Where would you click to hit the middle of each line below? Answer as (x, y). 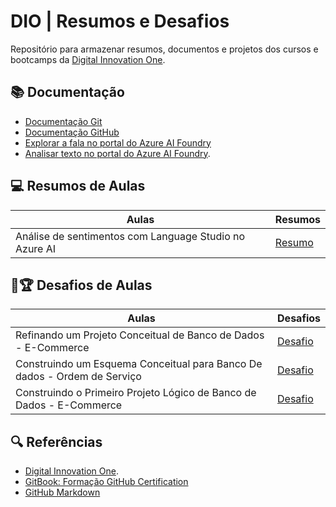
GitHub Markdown (62, 492)
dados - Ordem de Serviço (78, 377)
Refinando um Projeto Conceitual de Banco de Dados (140, 335)
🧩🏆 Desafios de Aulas (81, 285)
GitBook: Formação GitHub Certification (106, 482)
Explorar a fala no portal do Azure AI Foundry (118, 142)
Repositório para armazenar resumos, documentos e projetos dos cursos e (164, 49)
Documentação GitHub (72, 132)
